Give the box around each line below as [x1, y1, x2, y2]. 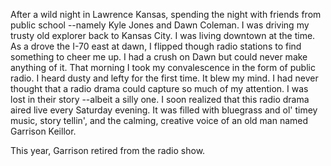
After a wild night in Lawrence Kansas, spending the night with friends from [10, 9, 322, 20]
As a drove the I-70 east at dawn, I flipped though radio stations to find [10, 40, 302, 52]
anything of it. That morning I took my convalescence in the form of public [10, 62, 316, 73]
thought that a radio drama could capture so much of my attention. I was [10, 83, 309, 94]
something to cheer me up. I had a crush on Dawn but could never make [10, 51, 308, 63]
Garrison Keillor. [10, 125, 77, 137]
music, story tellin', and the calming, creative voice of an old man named [10, 115, 309, 126]
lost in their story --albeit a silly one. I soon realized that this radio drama [10, 94, 310, 105]
